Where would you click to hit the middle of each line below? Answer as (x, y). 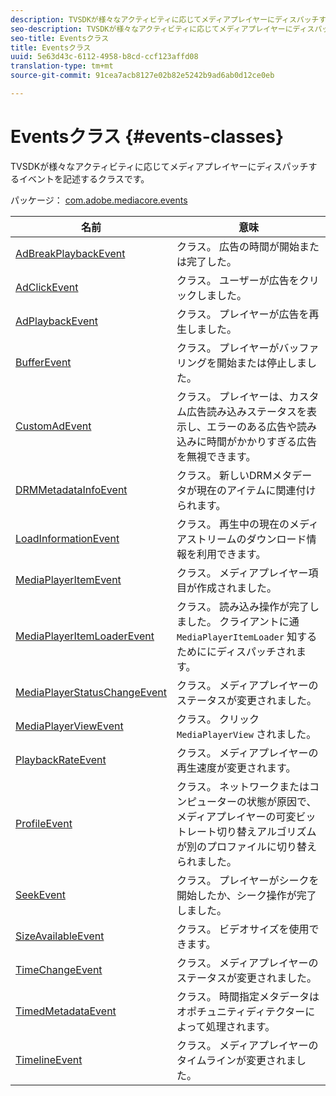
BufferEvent (43, 362)
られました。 (207, 861)
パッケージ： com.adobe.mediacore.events (99, 200)
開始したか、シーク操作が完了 (246, 895)
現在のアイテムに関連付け (256, 490)
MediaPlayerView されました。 (246, 734)
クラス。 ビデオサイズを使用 (243, 929)
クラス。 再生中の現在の (233, 524)
